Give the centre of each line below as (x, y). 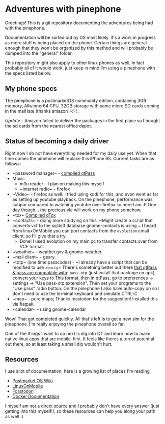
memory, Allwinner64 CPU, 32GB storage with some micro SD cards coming (82, 106)
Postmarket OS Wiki (32, 381)
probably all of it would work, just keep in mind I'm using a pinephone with (80, 68)
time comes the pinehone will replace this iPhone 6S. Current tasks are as (80, 158)
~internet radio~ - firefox (45, 189)
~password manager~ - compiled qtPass (54, 173)
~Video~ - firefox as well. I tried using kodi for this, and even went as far (85, 194)
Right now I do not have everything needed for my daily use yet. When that (81, 153)
